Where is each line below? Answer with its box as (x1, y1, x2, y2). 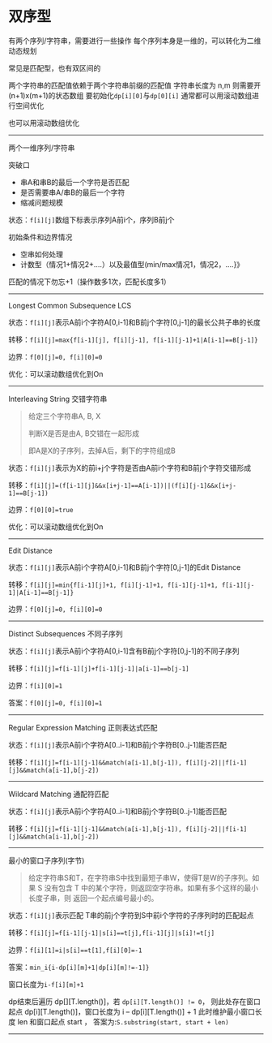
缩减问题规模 (19, 197, 63, 207)
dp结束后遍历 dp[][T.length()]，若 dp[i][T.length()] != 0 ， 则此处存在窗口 (8, 996, 261, 1006)
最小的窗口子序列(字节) (8, 856, 85, 865)
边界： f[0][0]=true (8, 504, 74, 514)
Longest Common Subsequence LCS (8, 300, 132, 310)
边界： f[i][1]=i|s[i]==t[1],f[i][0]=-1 (8, 945, 142, 955)
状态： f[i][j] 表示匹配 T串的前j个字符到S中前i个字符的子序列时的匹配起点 (8, 910, 254, 920)
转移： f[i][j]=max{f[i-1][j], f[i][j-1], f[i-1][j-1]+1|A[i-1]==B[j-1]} (8, 334, 259, 344)
